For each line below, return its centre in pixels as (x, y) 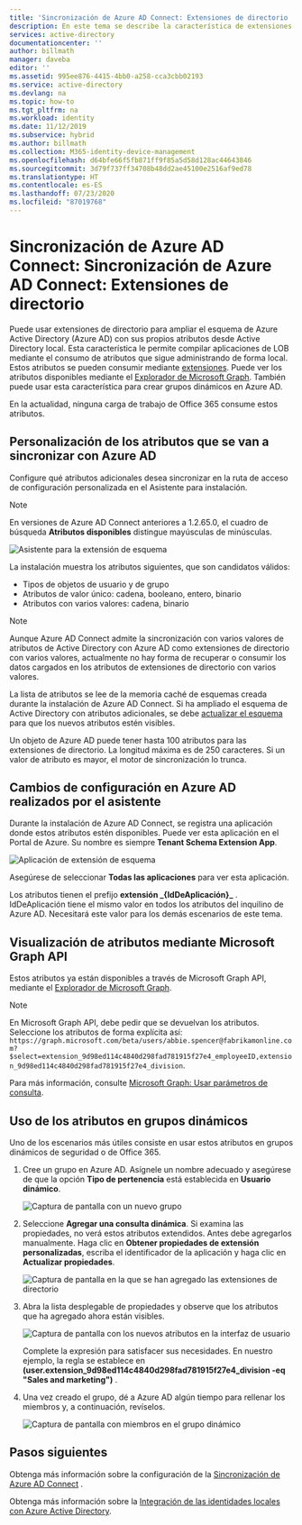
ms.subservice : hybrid (52, 135)
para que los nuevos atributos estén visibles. (92, 723)
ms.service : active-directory (66, 85)
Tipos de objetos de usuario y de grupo (96, 584)
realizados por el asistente (85, 802)
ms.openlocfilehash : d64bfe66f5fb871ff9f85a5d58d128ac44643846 (131, 160)
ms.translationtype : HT (54, 177)
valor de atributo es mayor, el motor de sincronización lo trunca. (128, 759)
